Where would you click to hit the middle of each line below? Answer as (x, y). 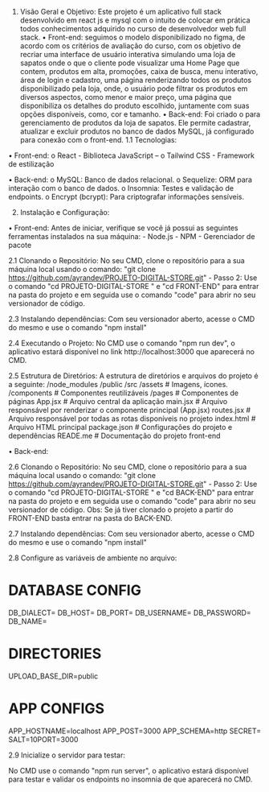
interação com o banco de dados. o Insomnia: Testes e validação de (121, 188)
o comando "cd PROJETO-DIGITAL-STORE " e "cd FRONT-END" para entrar (134, 286)
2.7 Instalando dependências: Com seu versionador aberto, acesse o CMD (132, 534)
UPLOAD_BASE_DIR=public (53, 676)
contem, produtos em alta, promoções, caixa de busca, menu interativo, (139, 71)
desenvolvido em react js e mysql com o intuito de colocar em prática (135, 20)
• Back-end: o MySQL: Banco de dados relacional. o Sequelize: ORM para (130, 179)
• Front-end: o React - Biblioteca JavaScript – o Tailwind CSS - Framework (132, 155)
